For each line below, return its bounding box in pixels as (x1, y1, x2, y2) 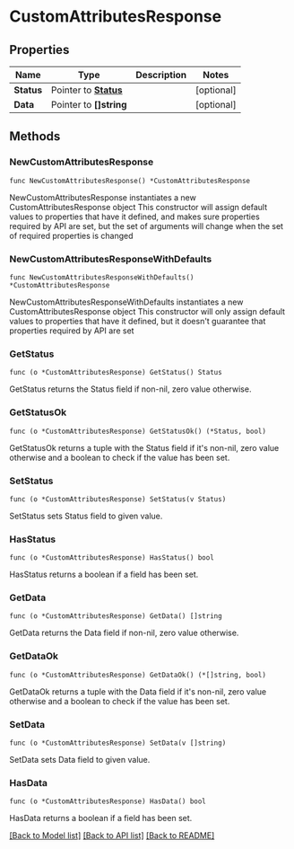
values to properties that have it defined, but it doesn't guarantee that (9, 315, 266, 326)
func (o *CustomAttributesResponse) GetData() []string (9, 612, 222, 621)
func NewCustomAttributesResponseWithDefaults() (9, 272, 195, 282)
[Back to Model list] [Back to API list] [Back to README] (9, 830, 215, 841)
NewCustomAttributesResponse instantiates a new (9, 191, 197, 203)
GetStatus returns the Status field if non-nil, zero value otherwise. (9, 384, 252, 394)
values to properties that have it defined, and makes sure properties (9, 211, 260, 222)
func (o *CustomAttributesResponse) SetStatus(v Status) (9, 494, 227, 504)
